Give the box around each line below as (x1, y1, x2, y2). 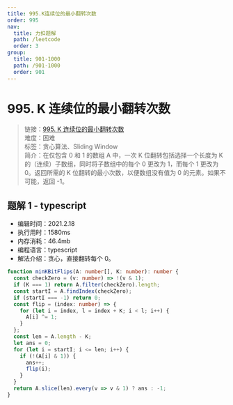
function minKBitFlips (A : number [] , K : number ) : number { (7, 268, 179, 275)
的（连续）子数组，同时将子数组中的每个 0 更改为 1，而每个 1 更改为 (24, 160, 219, 168)
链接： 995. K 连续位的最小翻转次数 (24, 125, 124, 133)
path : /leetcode (13, 36, 61, 43)
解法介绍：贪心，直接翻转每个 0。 (17, 254, 115, 263)
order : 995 (7, 17, 39, 24)
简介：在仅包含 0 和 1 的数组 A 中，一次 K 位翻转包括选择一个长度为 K (24, 151, 224, 160)
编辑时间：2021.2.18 (17, 220, 75, 228)
